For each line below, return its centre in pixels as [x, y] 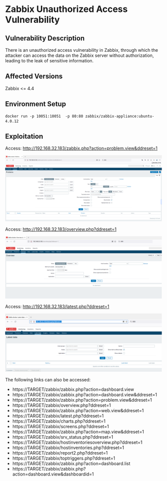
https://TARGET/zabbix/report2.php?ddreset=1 [60, 453]
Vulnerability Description [45, 38]
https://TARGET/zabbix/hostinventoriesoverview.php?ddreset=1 [77, 443]
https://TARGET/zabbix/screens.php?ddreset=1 [61, 427]
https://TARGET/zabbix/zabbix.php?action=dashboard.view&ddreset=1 [85, 395]
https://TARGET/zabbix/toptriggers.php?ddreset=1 [64, 458]
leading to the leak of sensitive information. [49, 61]
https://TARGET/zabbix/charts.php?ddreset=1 [59, 421]
